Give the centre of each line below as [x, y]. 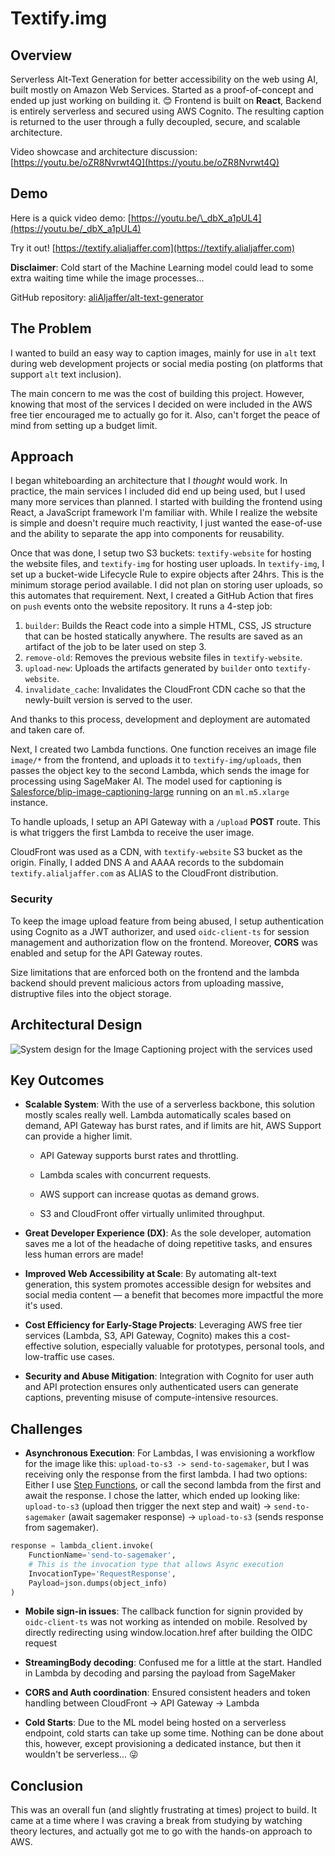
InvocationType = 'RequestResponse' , [102, 1573]
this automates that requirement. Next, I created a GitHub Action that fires [162, 596]
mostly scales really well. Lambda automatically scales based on [158, 1115]
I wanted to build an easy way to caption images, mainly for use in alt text [163, 353]
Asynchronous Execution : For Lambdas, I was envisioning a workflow [169, 1453]
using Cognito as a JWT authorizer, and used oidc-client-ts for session [160, 931]
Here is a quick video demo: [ [71, 218]
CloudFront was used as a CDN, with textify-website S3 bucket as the [156, 852]
